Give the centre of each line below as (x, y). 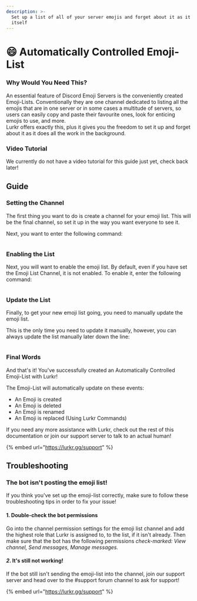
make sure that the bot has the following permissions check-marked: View (96, 541)
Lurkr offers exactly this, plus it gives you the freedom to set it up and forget (98, 127)
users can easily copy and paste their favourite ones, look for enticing (91, 114)
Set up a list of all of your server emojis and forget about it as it (101, 17)
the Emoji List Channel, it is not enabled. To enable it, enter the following (94, 273)
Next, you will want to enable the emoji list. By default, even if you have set (97, 267)
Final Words (24, 357)
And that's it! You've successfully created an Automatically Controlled (91, 370)
